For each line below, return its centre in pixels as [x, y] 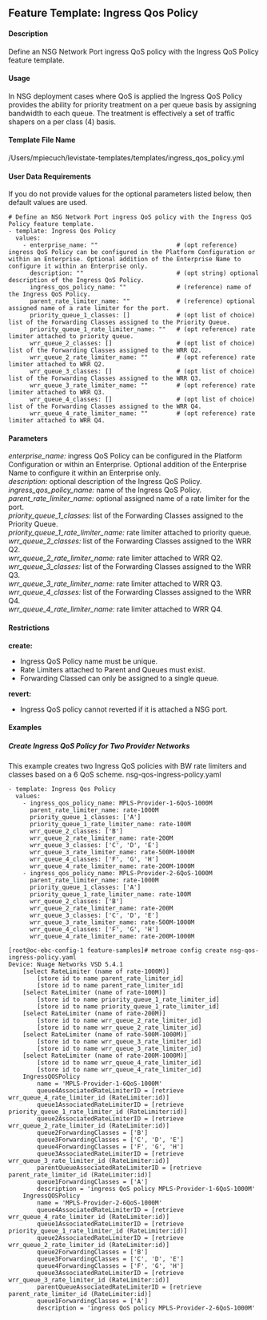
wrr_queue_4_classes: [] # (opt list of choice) [142, 400]
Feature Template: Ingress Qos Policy [103, 13]
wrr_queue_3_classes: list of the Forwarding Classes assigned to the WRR [130, 567]
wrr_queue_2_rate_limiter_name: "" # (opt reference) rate [142, 357]
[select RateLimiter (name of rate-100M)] [94, 993]
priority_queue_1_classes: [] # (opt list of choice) [142, 316]
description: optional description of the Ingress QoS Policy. [105, 482]
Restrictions [29, 628]
